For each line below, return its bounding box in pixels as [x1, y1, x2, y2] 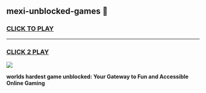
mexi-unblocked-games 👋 [6, 6, 109, 17]
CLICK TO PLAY [6, 24, 54, 33]
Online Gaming [6, 79, 45, 86]
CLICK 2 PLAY [6, 47, 49, 56]
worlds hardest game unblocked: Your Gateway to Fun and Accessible [6, 73, 189, 80]
